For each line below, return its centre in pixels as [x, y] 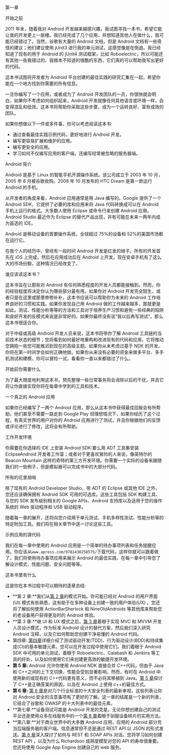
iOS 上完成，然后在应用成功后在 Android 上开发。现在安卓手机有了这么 [88, 257]
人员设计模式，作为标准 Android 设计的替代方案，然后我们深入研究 [81, 628]
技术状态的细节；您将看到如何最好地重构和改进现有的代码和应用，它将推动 [87, 339]
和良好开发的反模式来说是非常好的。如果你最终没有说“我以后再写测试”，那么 [84, 316]
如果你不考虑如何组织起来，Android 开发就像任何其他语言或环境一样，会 [89, 100]
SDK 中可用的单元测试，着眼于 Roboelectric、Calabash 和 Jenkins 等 [84, 653]
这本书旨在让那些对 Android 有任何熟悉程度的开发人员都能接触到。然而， [81, 285]
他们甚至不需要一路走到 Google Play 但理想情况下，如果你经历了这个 [85, 414]
